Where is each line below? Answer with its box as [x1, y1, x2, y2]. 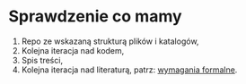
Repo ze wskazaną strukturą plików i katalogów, [21, 36, 199, 46]
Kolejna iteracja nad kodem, [21, 45, 125, 55]
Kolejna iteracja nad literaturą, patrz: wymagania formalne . [21, 64, 238, 75]
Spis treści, [21, 55, 64, 65]
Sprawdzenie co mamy [8, 6, 182, 27]
